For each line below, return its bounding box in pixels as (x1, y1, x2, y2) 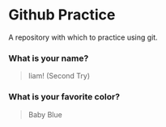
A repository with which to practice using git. (8, 32, 158, 42)
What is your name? (8, 53, 89, 64)
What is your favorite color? (8, 91, 120, 103)
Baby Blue (28, 109, 62, 119)
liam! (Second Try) (28, 71, 91, 81)
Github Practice (8, 6, 116, 24)
